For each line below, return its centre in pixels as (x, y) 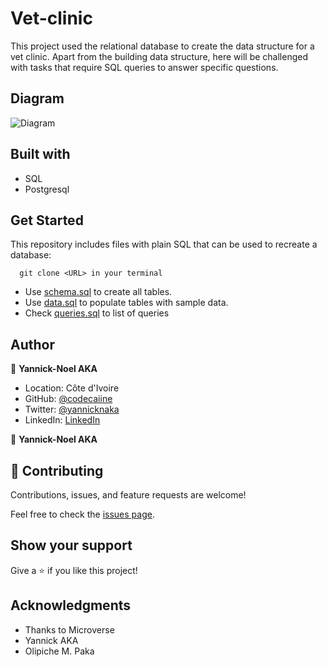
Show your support (71, 545)
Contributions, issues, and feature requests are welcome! (128, 495)
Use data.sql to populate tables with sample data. (126, 303)
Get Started (47, 220)
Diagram (37, 98)
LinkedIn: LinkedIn (62, 420)
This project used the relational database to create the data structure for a (162, 46)
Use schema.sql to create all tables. (98, 292)
